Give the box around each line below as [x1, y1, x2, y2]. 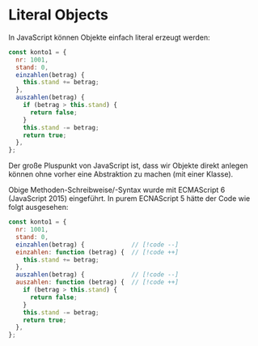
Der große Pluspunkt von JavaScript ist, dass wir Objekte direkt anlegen [8, 160, 248, 171]
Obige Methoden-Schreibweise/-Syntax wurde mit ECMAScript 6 [8, 185, 226, 195]
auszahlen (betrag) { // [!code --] [15, 271, 180, 279]
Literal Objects [8, 6, 109, 24]
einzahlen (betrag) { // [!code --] [15, 241, 180, 249]
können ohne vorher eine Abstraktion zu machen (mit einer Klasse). [8, 169, 234, 179]
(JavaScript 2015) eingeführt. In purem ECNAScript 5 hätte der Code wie [8, 194, 251, 203]
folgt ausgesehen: [8, 203, 69, 212]
